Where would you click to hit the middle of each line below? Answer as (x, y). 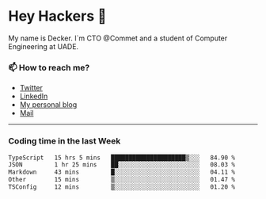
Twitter (31, 88)
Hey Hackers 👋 (57, 16)
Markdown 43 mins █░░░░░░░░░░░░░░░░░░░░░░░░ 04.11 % (122, 172)
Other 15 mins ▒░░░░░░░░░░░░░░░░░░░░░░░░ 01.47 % (122, 180)
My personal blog (48, 105)
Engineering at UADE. (44, 46)
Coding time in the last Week (65, 141)
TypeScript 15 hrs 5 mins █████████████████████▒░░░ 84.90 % (122, 158)
